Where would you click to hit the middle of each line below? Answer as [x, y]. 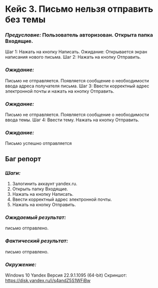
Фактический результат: [37, 241]
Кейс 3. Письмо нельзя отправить [79, 9]
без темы [25, 19]
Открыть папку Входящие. [40, 189]
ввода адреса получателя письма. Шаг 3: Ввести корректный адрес [77, 86]
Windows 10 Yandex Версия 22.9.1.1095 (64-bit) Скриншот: [66, 275]
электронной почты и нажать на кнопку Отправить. [60, 91]
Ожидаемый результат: [36, 217]
